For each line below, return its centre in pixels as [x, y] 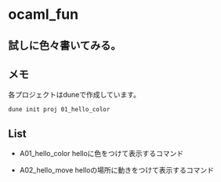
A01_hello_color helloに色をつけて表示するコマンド [101, 154]
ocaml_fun [43, 15]
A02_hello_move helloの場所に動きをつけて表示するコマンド [116, 170]
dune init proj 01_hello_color [59, 110]
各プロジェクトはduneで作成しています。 [74, 95]
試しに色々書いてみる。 [65, 45]
